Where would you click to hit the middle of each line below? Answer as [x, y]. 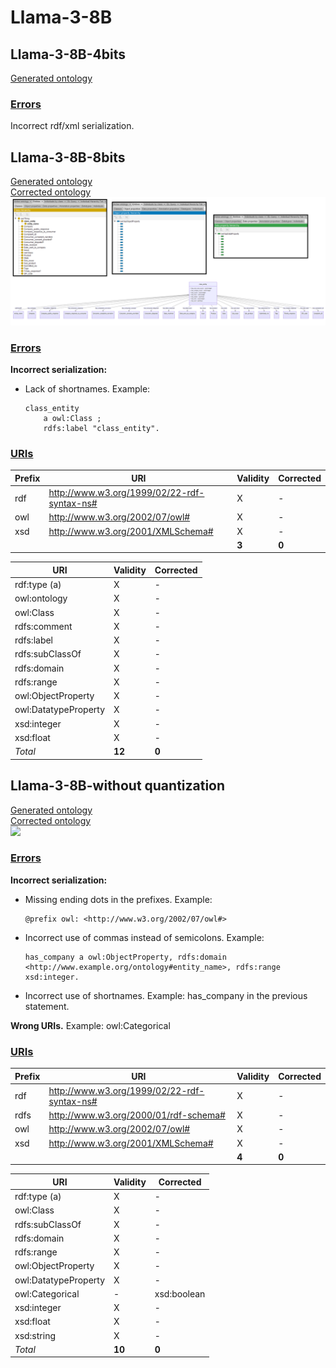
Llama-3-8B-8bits [68, 157]
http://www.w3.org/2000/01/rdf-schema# [137, 1115]
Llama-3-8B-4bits [68, 54]
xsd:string [35, 1335]
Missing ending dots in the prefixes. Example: [118, 899]
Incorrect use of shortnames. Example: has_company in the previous [166, 995]
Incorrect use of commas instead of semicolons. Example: [144, 937]
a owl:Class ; [72, 419]
